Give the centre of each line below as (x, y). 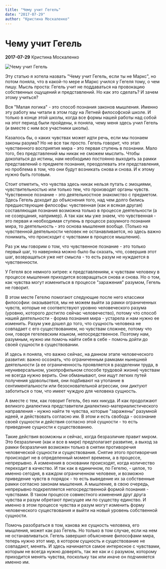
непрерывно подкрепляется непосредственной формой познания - (77, 489)
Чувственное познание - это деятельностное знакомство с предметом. (81, 195)
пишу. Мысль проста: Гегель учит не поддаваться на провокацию (75, 87)
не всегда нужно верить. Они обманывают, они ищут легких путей (76, 375)
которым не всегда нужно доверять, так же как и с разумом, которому (81, 552)
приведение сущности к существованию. (49, 427)
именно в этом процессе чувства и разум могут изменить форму (75, 505)
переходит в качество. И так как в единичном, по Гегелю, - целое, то (79, 468)
